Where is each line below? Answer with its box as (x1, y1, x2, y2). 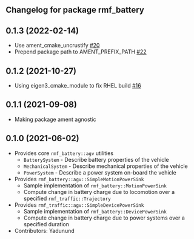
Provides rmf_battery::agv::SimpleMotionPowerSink (14, 175, 144, 182)
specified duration (23, 220, 69, 227)
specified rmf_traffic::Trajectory (23, 195, 112, 202)
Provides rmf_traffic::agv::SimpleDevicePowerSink (14, 201, 144, 209)
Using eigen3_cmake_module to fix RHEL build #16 (14, 82, 141, 89)
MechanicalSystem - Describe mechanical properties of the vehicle (23, 162, 189, 170)
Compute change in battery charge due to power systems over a (23, 214, 186, 221)
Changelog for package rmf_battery (5, 5, 145, 15)
